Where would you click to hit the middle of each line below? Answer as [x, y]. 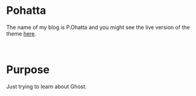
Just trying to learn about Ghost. [47, 86]
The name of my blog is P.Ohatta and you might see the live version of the [98, 27]
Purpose [28, 70]
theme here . [21, 33]
